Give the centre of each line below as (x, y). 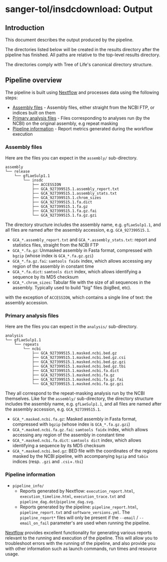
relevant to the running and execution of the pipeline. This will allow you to (82, 538)
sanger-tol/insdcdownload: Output (79, 9)
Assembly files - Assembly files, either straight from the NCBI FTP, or (83, 107)
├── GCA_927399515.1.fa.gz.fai (64, 211)
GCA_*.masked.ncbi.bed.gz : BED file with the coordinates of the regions (85, 451)
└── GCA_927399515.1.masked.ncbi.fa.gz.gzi (78, 384)
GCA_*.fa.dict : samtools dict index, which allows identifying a (77, 272)
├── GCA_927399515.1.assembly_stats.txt (74, 194)
